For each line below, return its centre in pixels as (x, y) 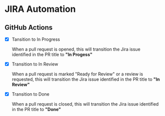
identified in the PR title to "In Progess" (52, 55)
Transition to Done (31, 94)
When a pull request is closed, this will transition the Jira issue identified (85, 104)
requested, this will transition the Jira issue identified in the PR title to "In (86, 79)
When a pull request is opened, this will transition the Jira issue (76, 49)
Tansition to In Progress (36, 39)
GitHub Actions (29, 28)
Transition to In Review (35, 64)
